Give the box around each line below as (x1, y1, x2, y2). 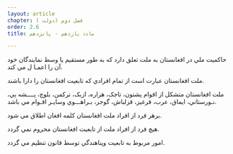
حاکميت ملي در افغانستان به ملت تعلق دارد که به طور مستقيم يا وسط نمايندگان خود (7, 56, 227, 64)
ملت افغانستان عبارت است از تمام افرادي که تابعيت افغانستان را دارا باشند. (7, 77, 205, 85)
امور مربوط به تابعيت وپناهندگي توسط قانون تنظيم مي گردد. (7, 139, 165, 147)
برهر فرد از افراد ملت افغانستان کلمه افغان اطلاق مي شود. (7, 111, 162, 120)
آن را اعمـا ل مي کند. (7, 63, 63, 71)
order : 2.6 (7, 23, 40, 30)
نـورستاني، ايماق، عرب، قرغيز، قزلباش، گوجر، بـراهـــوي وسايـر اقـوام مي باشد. (7, 98, 217, 106)
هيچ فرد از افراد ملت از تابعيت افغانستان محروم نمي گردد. (7, 124, 160, 134)
